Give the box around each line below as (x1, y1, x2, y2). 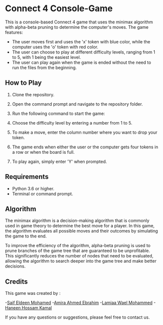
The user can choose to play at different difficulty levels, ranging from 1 (12, 49, 156, 55)
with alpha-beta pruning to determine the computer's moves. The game (5, 24, 149, 30)
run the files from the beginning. (12, 64, 77, 71)
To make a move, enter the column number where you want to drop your (12, 129, 158, 135)
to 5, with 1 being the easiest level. (12, 54, 81, 60)
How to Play (5, 79, 42, 87)
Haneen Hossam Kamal (5, 305, 52, 311)
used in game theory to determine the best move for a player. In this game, (5, 223, 155, 229)
